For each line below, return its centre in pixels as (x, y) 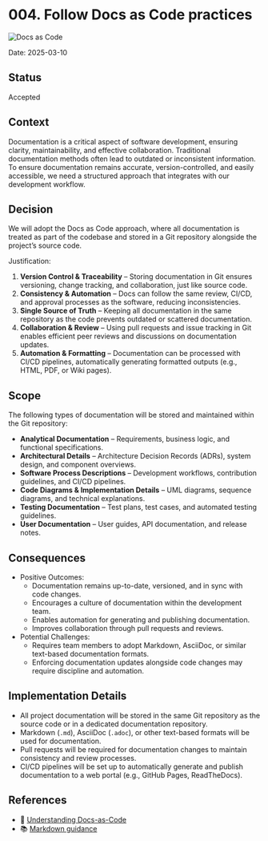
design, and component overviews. (78, 465)
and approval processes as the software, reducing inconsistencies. (130, 302)
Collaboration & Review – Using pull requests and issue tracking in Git (136, 328)
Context (29, 122)
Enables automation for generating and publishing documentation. (141, 620)
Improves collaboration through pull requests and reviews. (128, 628)
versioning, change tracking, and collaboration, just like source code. (134, 285)
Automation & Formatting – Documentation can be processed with (130, 354)
